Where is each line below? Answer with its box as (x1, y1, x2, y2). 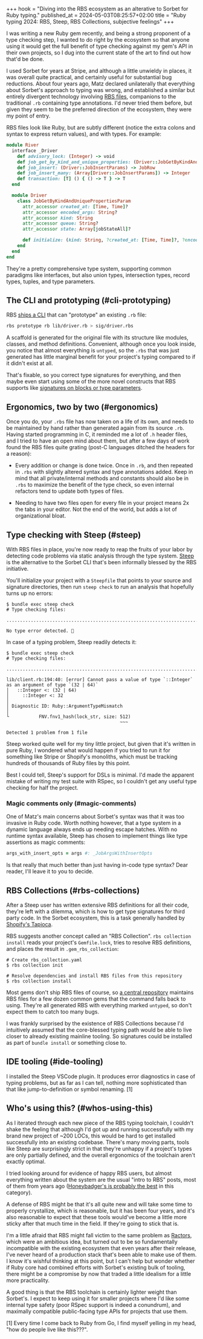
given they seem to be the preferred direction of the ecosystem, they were (6, 106, 192, 113)
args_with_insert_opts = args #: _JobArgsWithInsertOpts (6, 850, 153, 857)
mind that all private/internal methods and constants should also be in (14, 475, 189, 482)
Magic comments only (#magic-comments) (6, 799, 137, 808)
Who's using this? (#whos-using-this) (6, 1103, 153, 1113)
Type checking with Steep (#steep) (6, 530, 141, 540)
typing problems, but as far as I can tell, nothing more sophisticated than (6, 1079, 187, 1086)
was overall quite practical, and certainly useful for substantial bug (6, 74, 172, 81)
